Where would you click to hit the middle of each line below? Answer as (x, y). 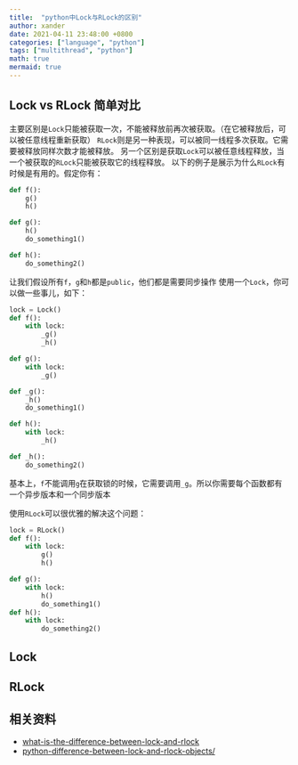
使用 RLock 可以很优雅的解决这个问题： (78, 513)
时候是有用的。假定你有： (56, 173)
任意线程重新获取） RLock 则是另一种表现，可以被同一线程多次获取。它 (153, 140)
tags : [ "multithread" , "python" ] (71, 51)
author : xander (37, 26)
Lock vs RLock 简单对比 (75, 106)
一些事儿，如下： (56, 293)
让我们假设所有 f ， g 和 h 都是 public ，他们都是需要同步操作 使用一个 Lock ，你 (145, 281)
